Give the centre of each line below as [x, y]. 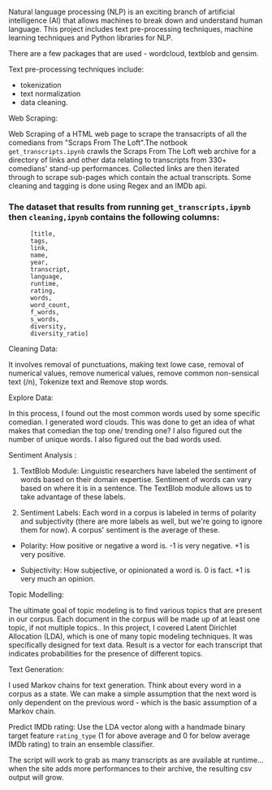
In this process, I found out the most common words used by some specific [134, 414]
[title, [43, 234]
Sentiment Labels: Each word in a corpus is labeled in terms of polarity [138, 513]
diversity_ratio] [59, 334]
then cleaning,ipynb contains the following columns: [114, 217]
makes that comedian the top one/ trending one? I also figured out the [125, 431]
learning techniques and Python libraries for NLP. [91, 37]
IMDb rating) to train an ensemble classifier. [82, 744]
